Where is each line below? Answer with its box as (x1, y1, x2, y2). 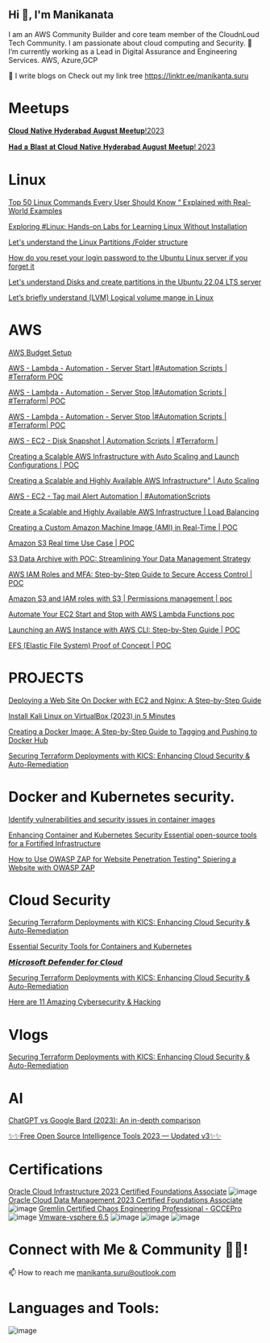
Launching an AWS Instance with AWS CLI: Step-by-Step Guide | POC (8, 624, 240, 634)
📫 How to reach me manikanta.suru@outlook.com (8, 1268, 177, 1278)
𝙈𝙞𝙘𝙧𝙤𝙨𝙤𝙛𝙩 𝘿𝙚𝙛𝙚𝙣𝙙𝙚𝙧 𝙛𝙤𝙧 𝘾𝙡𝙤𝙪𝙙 (8, 957, 123, 967)
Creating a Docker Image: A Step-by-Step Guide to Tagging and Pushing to (8, 727, 258, 736)
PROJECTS (8, 669, 85, 686)
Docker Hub (8, 735, 48, 744)
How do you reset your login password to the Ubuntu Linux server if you (8, 252, 248, 262)
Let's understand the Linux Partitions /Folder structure (8, 237, 189, 247)
